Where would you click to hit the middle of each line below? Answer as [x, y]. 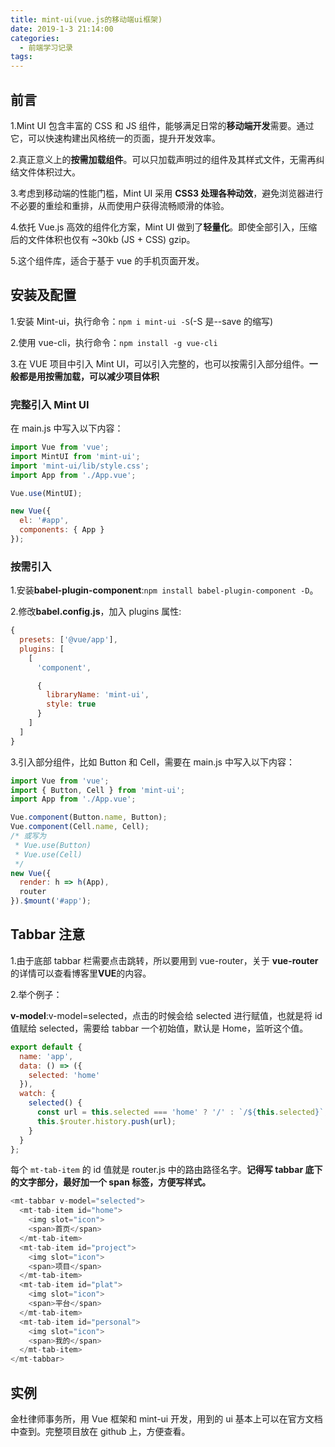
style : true [71, 704]
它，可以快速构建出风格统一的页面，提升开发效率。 [115, 138]
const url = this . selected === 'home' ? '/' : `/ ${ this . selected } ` [180, 1112]
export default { [46, 1047]
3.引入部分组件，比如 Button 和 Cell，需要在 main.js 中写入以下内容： [152, 762]
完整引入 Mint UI [50, 404]
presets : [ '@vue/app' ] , [68, 640]
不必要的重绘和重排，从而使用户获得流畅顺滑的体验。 [120, 205]
